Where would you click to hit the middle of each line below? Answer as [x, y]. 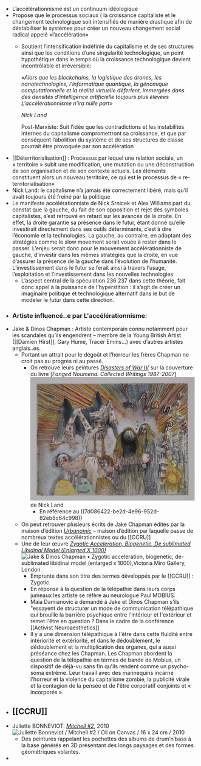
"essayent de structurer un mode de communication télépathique [112, 608]
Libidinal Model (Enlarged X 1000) [63, 550]
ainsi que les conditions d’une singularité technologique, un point [102, 53]
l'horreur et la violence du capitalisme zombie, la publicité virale [110, 679]
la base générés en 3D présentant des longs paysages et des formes [107, 745]
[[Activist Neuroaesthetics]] [65, 628]
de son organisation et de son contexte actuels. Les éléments [89, 171]
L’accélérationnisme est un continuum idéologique [75, 9]
